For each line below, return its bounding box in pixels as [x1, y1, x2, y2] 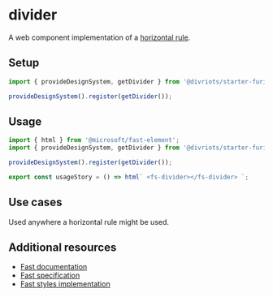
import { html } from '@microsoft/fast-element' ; [8, 136, 180, 144]
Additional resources [8, 241, 117, 255]
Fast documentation [19, 262, 88, 272]
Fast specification [19, 270, 80, 281]
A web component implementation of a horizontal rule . [8, 32, 191, 42]
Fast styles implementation [19, 279, 111, 289]
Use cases [8, 196, 63, 209]
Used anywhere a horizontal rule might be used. [8, 217, 169, 226]
